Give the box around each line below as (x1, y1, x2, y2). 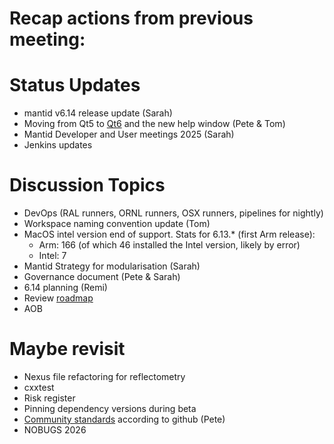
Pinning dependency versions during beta (23, 403, 197, 414)
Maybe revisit (9, 338, 126, 361)
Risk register (23, 392, 76, 404)
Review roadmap (23, 292, 94, 304)
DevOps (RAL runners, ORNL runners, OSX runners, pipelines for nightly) (23, 207, 324, 219)
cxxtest (23, 382, 55, 393)
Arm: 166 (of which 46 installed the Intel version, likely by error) (38, 239, 301, 251)
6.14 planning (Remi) (23, 282, 108, 294)
